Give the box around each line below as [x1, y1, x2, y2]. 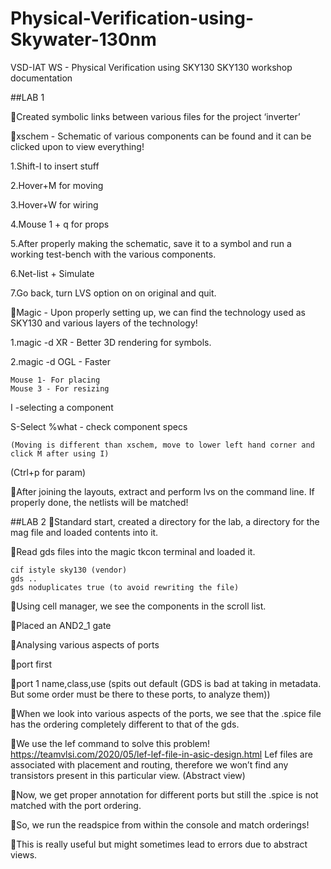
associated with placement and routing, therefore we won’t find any [10, 758, 289, 771]
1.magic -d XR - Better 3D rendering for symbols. [10, 336, 212, 348]
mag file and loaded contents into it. [10, 526, 159, 538]
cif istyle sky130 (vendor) [10, 565, 128, 575]
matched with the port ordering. [10, 799, 142, 811]
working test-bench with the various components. [10, 248, 217, 260]
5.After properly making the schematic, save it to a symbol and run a [10, 237, 292, 249]
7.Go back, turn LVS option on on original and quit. [10, 287, 217, 299]
